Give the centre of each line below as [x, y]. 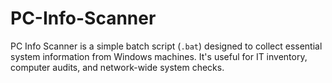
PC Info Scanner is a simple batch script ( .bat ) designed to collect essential [166, 46]
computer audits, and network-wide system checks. [117, 67]
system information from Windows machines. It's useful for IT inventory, [159, 56]
